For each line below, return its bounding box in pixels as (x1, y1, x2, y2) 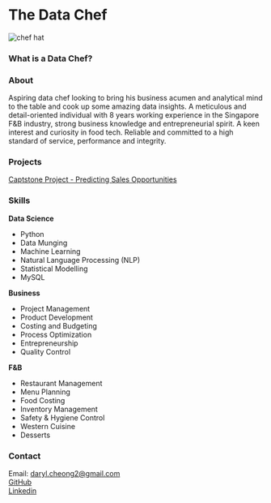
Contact (8, 450, 41, 462)
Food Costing (19, 395, 66, 405)
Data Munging (19, 238, 68, 247)
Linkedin (8, 486, 37, 496)
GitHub (8, 477, 32, 488)
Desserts (19, 430, 51, 440)
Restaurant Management (19, 378, 103, 388)
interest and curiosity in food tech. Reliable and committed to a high (8, 127, 234, 137)
